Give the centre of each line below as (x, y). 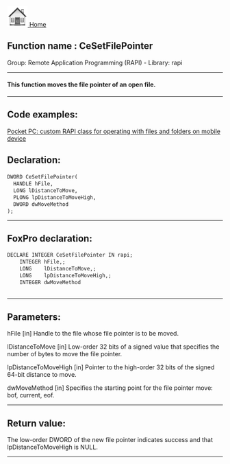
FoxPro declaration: (50, 239)
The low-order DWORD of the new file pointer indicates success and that (110, 440)
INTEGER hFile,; (43, 262)
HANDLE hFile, (33, 184)
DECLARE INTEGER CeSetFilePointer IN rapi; (70, 255)
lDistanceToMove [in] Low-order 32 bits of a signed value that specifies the (113, 347)
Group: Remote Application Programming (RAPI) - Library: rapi (95, 62)
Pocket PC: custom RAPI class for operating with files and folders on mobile (114, 131)
